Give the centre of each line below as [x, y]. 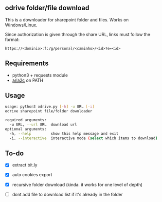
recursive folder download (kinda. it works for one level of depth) [77, 184]
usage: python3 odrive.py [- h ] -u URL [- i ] [50, 107]
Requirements [27, 64]
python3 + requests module [40, 75]
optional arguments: [26, 129]
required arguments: [26, 120]
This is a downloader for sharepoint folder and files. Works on [67, 19]
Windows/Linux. [21, 25]
